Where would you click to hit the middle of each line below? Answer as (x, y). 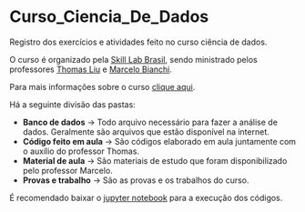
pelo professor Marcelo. (68, 170)
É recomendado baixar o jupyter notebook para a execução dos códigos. (146, 197)
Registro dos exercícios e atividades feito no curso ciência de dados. (138, 42)
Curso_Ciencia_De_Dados (109, 17)
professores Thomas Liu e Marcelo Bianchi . (91, 69)
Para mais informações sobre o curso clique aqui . (102, 86)
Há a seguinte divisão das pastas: (73, 104)
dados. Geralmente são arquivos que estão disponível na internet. (146, 131)
